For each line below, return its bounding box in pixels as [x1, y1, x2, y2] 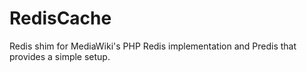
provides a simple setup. [9, 50, 111, 62]
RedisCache [9, 7, 112, 30]
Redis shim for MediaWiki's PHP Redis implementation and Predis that [9, 40, 297, 52]
